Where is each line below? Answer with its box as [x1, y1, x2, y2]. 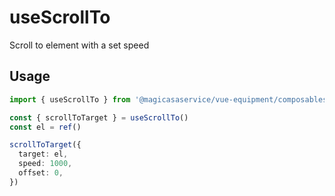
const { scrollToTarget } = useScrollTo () [9, 112, 189, 123]
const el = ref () [9, 122, 82, 132]
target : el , [18, 149, 69, 160]
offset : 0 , [18, 168, 64, 178]
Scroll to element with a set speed [9, 39, 150, 51]
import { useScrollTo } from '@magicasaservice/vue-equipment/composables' [9, 94, 332, 105]
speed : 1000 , [18, 159, 73, 169]
